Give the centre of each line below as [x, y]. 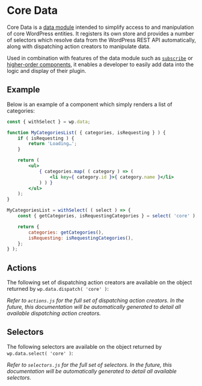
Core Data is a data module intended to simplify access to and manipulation [100, 27]
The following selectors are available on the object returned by [84, 346]
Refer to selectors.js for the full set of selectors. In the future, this [89, 364]
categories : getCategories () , [66, 232]
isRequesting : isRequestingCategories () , [81, 238]
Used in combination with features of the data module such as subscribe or [100, 58]
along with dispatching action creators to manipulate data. [79, 46]
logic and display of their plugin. [47, 70]
